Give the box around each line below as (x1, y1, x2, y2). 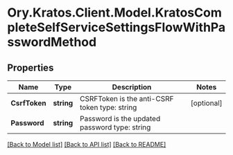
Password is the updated (79, 114, 161, 123)
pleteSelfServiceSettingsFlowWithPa (7, 19, 226, 35)
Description (112, 82, 152, 91)
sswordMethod (7, 35, 97, 50)
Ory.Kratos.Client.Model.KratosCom (7, 5, 222, 21)
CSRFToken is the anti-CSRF (79, 94, 174, 103)
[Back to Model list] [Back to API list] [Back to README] (7, 140, 166, 148)
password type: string (79, 122, 151, 132)
